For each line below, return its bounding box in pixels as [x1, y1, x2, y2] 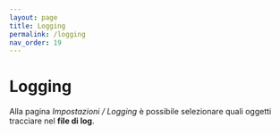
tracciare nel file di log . [9, 115, 95, 126]
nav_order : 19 [9, 38, 63, 47]
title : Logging [9, 21, 66, 30]
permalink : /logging [9, 30, 87, 38]
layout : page [9, 13, 58, 22]
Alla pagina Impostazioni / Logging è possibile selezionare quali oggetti [9, 106, 272, 117]
